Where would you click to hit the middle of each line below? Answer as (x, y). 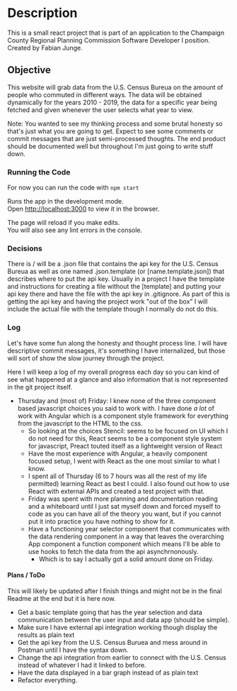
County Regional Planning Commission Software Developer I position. (109, 40)
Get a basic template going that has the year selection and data (110, 612)
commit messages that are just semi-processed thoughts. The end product (117, 138)
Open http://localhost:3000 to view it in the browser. (83, 209)
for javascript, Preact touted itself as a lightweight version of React (125, 446)
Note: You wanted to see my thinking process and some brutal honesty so (115, 123)
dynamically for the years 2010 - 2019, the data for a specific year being (112, 102)
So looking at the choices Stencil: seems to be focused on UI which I (128, 431)
